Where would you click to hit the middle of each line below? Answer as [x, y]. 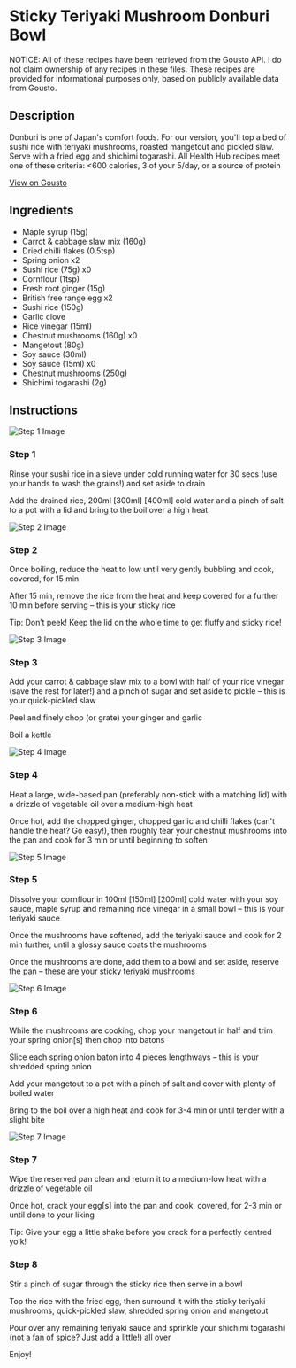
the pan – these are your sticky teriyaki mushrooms [102, 971]
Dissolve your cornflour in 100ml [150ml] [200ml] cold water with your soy [144, 899]
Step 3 [23, 662]
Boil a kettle [30, 735]
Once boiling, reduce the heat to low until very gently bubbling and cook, [142, 569]
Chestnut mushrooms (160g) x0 [80, 335]
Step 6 [23, 1011]
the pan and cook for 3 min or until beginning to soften [108, 840]
